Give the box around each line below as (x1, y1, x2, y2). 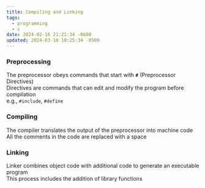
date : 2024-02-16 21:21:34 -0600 (6, 32, 92, 38)
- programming (12, 20, 48, 26)
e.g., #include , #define (6, 97, 64, 104)
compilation (6, 91, 36, 98)
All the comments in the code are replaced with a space (6, 132, 147, 140)
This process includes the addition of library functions (6, 175, 143, 182)
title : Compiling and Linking (6, 9, 84, 15)
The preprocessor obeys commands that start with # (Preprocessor (6, 71, 176, 79)
